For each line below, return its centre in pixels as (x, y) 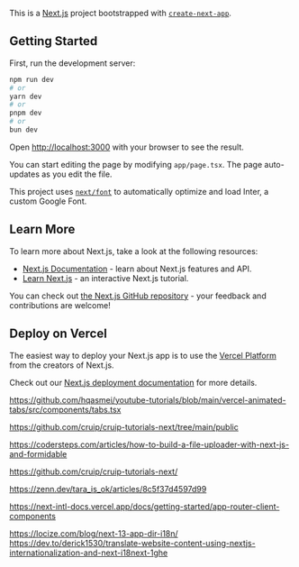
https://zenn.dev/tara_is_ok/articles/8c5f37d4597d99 (108, 489)
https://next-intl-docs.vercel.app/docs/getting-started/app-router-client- (145, 506)
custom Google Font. (48, 201)
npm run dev (32, 79)
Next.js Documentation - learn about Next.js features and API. (137, 269)
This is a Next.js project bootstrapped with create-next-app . (121, 13)
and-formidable (38, 453)
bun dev (24, 130)
